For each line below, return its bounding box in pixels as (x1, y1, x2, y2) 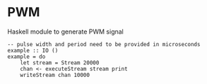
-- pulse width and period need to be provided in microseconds (7, 41, 201, 48)
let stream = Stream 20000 (20, 59, 100, 66)
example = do (7, 53, 46, 60)
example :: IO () (7, 47, 59, 54)
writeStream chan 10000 (20, 71, 90, 78)
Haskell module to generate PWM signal (7, 27, 124, 36)
